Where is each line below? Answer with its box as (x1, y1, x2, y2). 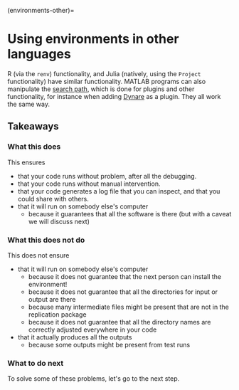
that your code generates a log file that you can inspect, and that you (17, 186, 221, 195)
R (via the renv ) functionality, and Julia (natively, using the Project (7, 69, 201, 78)
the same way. (7, 100, 50, 108)
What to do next (7, 358, 64, 368)
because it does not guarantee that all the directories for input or (28, 288, 218, 296)
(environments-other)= (7, 6, 75, 14)
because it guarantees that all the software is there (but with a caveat (28, 209, 232, 218)
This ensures (7, 158, 46, 167)
